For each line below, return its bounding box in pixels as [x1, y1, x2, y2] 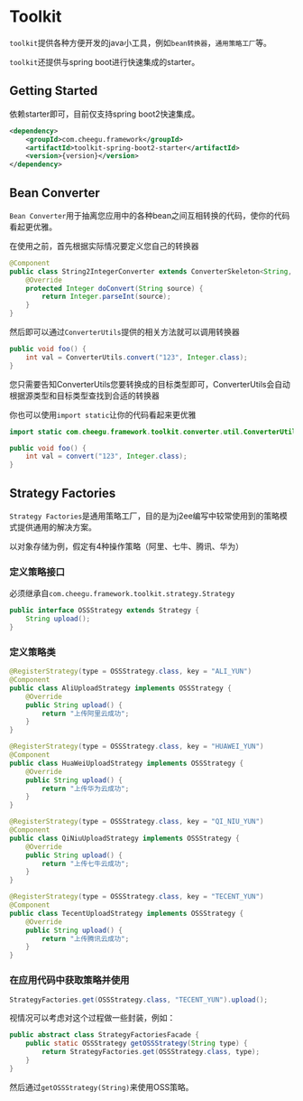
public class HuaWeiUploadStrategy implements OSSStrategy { [9, 759, 244, 768]
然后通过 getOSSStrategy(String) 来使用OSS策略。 [9, 1081, 194, 1092]
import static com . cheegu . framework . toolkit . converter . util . [9, 427, 244, 436]
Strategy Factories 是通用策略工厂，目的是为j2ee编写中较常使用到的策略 [9, 510, 280, 521]
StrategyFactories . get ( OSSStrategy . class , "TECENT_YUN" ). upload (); [9, 995, 269, 1004]
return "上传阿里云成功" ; [41, 709, 130, 718]
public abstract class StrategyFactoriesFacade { [9, 1031, 200, 1040]
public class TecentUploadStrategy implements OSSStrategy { [9, 909, 244, 918]
